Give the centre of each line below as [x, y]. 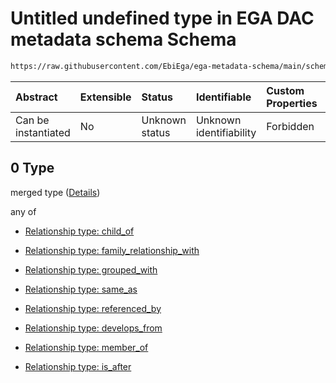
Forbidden [290, 126]
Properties [292, 103]
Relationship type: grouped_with [91, 269]
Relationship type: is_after [78, 366]
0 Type [32, 168]
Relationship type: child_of [79, 231]
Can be [32, 120]
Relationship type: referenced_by [93, 308]
